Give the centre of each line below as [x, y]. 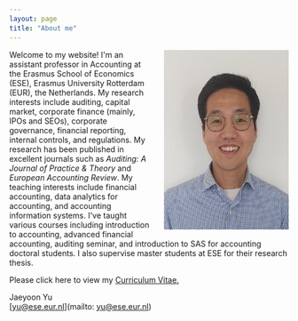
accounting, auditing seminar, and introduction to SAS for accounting [135, 244]
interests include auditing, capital [70, 101]
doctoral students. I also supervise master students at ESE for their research [149, 253]
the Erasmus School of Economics [72, 73]
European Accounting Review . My [71, 177]
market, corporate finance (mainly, [72, 111]
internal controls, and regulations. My [78, 140]
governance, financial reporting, [68, 130]
